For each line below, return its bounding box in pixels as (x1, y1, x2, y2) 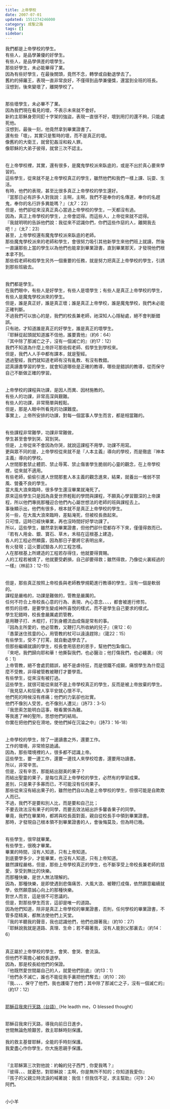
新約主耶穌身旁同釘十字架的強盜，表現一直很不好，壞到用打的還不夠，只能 (5, 114, 160, 119)
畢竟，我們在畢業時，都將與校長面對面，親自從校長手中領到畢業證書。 (5, 813, 152, 819)
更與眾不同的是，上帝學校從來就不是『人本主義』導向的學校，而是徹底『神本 (5, 449, 165, 454)
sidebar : (5, 31, 24, 36)
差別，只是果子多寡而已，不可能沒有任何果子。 (5, 781, 103, 787)
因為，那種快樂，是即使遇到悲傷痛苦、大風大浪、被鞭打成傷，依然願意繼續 (5, 881, 160, 886)
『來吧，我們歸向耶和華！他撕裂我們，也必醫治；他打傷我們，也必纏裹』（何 (5, 650, 163, 655)
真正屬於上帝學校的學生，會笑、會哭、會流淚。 (5, 949, 103, 954)
